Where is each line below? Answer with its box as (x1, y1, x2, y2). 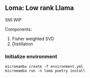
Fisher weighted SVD (12, 36, 54, 41)
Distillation (12, 41, 33, 47)
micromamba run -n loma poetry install (5, 68, 86, 74)
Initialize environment (5, 53, 57, 60)
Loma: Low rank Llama (5, 4, 74, 12)
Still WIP (5, 17, 22, 22)
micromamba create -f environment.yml (5, 64, 83, 69)
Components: (5, 26, 32, 32)
